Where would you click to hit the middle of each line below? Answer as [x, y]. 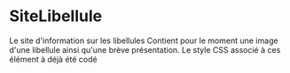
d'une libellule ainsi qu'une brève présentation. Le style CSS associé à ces [145, 49]
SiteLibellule [56, 16]
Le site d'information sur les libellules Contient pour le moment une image [144, 40]
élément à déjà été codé [53, 59]
